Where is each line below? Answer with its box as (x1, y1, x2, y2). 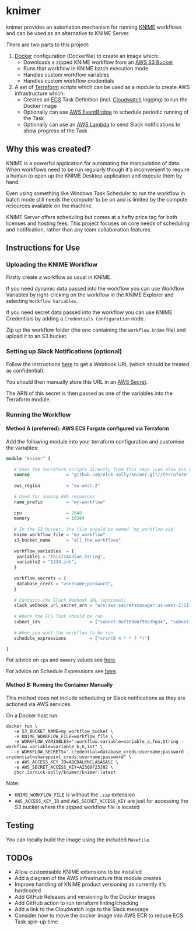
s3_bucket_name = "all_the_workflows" (13, 537, 121, 543)
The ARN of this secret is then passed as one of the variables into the (6, 390, 173, 397)
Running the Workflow (6, 410, 71, 418)
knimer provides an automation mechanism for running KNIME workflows (6, 23, 182, 30)
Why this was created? (6, 144, 92, 154)
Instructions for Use (6, 243, 80, 253)
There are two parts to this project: (6, 41, 90, 48)
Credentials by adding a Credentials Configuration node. (6, 315, 145, 322)
